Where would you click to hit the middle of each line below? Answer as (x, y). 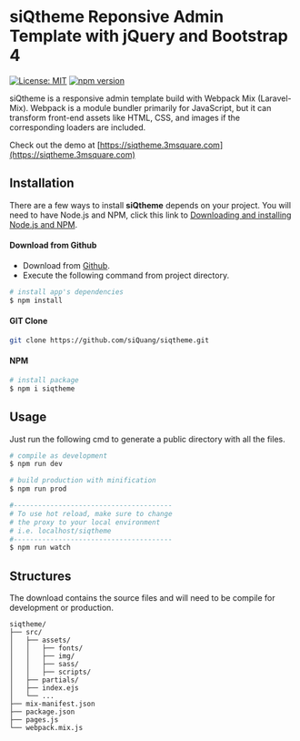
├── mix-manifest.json (52, 704)
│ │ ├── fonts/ (46, 648)
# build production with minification (83, 481)
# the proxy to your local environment (85, 522)
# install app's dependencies (67, 292)
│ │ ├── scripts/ (50, 672)
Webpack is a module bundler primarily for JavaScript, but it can (151, 107)
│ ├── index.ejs (44, 688)
